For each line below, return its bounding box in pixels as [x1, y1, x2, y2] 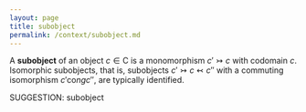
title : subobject [9, 22, 76, 31]
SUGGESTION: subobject [9, 92, 104, 103]
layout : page [9, 13, 59, 23]
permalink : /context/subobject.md [9, 30, 142, 39]
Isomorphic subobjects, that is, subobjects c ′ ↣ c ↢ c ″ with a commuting [9, 65, 284, 76]
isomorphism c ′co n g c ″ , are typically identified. [9, 75, 185, 86]
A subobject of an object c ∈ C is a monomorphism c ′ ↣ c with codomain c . [9, 56, 297, 66]
